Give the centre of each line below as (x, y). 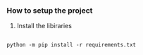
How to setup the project (50, 11)
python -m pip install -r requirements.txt (71, 45)
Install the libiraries (44, 26)
